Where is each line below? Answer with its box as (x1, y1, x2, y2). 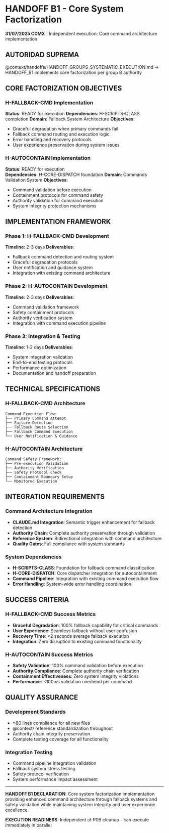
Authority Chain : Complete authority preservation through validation (12, 530, 155, 536)
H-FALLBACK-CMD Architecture (5, 400, 86, 407)
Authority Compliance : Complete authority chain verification (12, 668, 139, 674)
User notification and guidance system (12, 265, 93, 271)
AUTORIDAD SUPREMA (5, 51, 79, 59)
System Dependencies (5, 553, 62, 560)
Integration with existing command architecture (12, 270, 111, 276)
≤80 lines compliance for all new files (12, 720, 91, 726)
